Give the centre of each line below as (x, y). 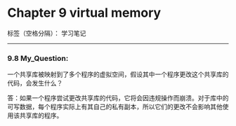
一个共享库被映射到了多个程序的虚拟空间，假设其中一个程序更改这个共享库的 (118, 74)
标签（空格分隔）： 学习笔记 (47, 33)
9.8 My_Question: (38, 58)
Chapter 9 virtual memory (84, 13)
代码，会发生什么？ (35, 83)
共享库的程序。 (41, 115)
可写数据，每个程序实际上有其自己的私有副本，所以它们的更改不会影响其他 (115, 107)
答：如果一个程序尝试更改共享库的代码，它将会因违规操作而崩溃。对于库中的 (118, 98)
